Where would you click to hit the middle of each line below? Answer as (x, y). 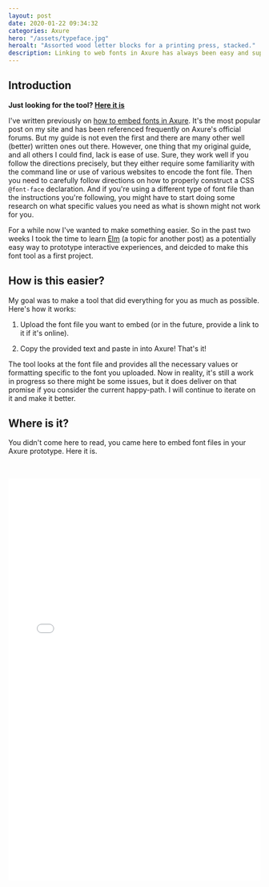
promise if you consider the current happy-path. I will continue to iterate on (132, 390)
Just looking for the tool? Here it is (67, 104)
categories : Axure (39, 31)
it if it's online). (44, 333)
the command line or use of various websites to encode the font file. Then (130, 172)
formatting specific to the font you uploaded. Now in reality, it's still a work (131, 372)
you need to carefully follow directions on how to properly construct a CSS (131, 180)
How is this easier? (56, 281)
